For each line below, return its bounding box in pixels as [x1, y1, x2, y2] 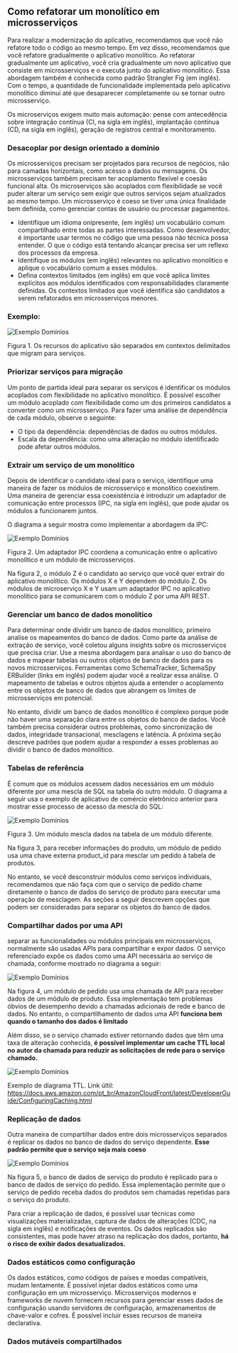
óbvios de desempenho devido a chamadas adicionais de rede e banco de [7, 1001, 225, 1010]
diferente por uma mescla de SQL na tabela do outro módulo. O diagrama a [7, 786, 227, 796]
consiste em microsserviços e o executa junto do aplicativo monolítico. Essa [7, 65, 230, 74]
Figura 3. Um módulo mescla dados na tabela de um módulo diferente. [7, 829, 214, 838]
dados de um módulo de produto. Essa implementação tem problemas [7, 994, 213, 1003]
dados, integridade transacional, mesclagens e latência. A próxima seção [7, 730, 222, 739]
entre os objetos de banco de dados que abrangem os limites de [7, 686, 197, 695]
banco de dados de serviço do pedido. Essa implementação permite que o [7, 1181, 226, 1189]
